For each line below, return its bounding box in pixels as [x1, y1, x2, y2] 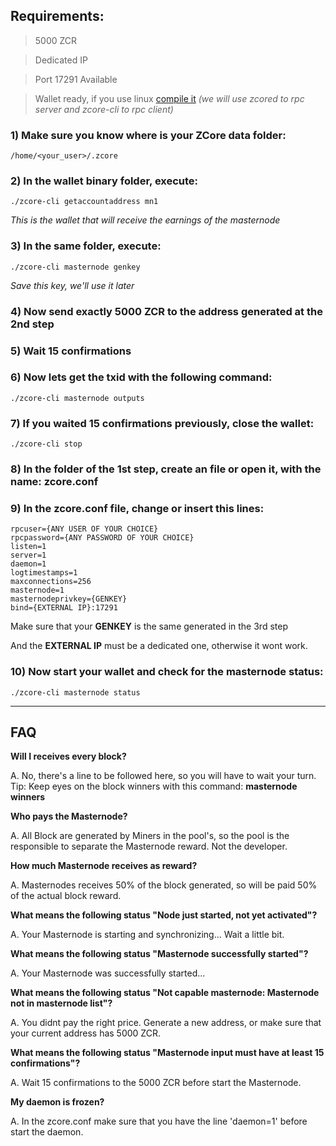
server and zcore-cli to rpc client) [34, 103, 174, 115]
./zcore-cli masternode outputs [10, 393, 145, 403]
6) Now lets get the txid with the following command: [10, 370, 273, 384]
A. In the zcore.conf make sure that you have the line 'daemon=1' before [10, 1115, 308, 1128]
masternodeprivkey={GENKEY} [10, 594, 128, 604]
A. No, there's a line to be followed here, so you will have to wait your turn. [10, 770, 317, 782]
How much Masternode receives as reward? [10, 860, 198, 872]
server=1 [10, 550, 47, 561]
